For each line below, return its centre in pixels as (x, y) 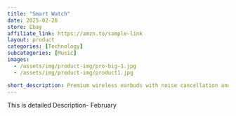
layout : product (31, 40)
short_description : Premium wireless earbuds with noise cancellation (113, 85)
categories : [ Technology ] (45, 46)
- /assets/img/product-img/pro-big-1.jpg (75, 66)
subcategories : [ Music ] (42, 53)
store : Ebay (25, 27)
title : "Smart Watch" (39, 14)
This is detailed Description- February (62, 105)
